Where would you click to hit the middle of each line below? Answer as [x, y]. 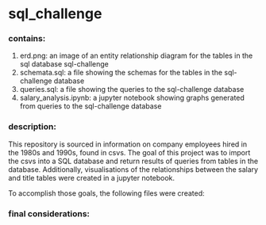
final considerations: [49, 213]
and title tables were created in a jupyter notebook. [92, 177]
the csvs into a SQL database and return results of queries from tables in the [133, 161]
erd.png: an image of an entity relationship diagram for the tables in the [136, 55]
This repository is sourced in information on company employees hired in [128, 144]
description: [33, 127]
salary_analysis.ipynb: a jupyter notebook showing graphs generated [132, 98]
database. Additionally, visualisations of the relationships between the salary [133, 169]
